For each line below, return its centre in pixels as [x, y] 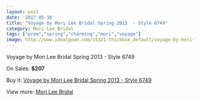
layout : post [23, 12]
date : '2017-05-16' [31, 17]
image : [14, 40]
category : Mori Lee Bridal [40, 29]
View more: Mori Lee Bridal [40, 92]
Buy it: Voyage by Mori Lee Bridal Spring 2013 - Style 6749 [79, 80]
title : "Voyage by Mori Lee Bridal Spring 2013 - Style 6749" [87, 23]
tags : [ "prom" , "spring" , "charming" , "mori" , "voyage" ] [74, 34]
